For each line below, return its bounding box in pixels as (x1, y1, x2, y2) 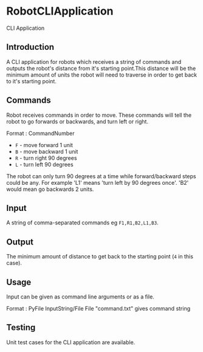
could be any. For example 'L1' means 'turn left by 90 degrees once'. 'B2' (6, 179, 189, 186)
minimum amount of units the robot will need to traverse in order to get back (6, 71, 198, 78)
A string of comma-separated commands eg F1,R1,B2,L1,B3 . (6, 219, 159, 226)
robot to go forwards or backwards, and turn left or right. (6, 117, 149, 125)
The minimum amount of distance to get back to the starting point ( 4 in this (6, 253, 193, 260)
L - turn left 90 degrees (15, 160, 74, 168)
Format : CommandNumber (6, 129, 75, 137)
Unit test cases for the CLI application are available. (6, 339, 136, 346)
